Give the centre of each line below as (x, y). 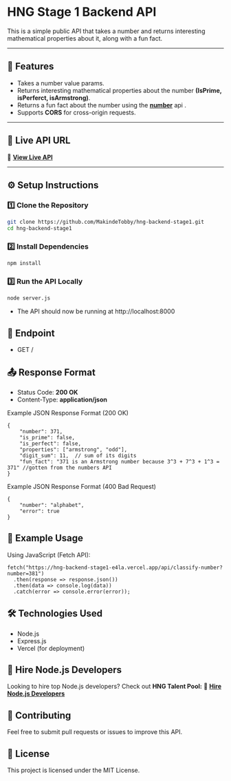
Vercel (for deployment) (51, 648)
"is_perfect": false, (50, 444)
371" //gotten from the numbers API (59, 468)
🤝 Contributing (39, 715)
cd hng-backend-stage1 (40, 229)
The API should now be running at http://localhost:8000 (96, 311)
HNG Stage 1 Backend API (82, 12)
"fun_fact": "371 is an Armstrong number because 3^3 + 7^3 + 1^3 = (120, 461)
